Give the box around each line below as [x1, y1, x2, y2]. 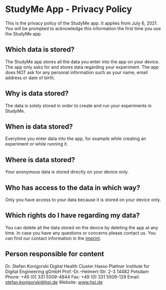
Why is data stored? [5, 89, 69, 98]
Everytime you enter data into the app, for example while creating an [5, 135, 146, 141]
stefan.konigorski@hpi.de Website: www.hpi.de [5, 279, 103, 285]
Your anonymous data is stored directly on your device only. [5, 169, 129, 175]
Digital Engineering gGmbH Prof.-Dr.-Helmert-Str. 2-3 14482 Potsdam [5, 268, 149, 274]
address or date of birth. [5, 74, 55, 81]
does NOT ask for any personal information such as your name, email [5, 69, 148, 75]
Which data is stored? [5, 45, 75, 54]
